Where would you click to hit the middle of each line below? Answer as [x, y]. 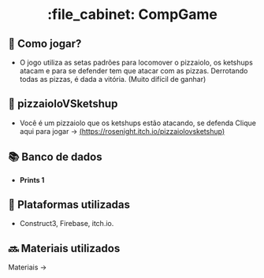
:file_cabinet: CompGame [132, 15]
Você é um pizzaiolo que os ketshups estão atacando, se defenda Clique [138, 123]
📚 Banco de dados [55, 157]
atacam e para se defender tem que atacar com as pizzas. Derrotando [134, 71]
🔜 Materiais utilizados [64, 248]
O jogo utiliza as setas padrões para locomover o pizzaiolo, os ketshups [136, 62]
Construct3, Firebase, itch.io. [67, 224]
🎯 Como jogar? [45, 44]
